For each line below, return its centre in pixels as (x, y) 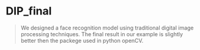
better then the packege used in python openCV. (82, 40)
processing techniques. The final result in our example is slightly (102, 34)
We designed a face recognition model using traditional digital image (107, 28)
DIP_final (29, 11)
